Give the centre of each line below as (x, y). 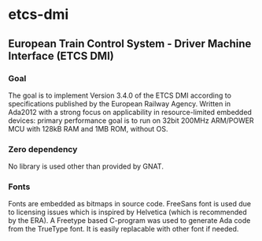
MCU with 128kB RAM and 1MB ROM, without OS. (88, 128)
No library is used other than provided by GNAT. (86, 166)
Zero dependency (43, 149)
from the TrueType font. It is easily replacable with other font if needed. (124, 229)
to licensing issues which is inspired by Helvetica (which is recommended (128, 212)
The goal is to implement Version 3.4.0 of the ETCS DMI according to (120, 95)
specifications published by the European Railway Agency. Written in (120, 103)
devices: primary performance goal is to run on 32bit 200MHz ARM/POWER (131, 120)
